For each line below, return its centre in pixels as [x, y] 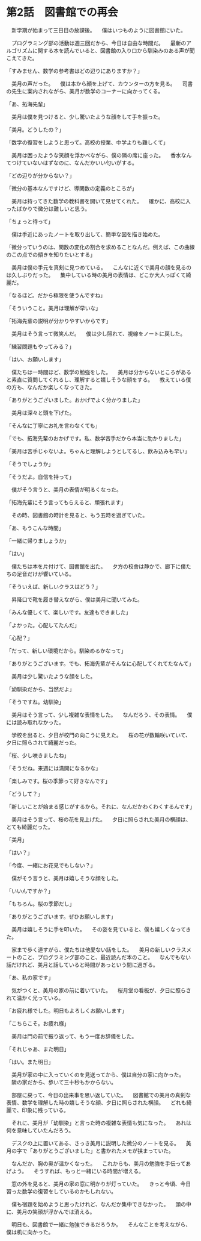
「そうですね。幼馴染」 [35, 702]
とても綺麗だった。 [30, 827]
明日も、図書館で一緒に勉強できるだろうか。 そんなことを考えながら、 [101, 1224]
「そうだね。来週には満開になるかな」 [53, 768]
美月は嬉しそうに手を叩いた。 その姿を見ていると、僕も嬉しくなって [98, 929]
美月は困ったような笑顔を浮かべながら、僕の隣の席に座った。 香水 [96, 155]
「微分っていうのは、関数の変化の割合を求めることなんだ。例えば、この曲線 [100, 247]
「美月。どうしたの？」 [35, 130]
